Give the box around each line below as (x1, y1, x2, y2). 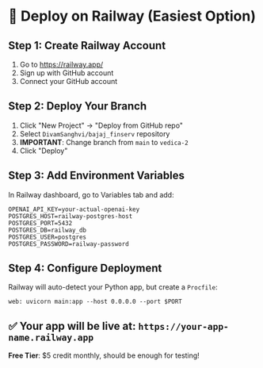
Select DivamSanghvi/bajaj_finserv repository (19, 128, 170, 138)
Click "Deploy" (19, 146, 68, 155)
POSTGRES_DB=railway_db (8, 226, 87, 234)
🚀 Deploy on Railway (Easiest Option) (8, 7, 256, 25)
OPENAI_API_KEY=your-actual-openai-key (8, 205, 140, 213)
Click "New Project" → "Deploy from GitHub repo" (19, 121, 184, 130)
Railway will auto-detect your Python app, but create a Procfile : (8, 282, 218, 292)
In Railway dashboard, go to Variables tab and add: (8, 190, 174, 199)
